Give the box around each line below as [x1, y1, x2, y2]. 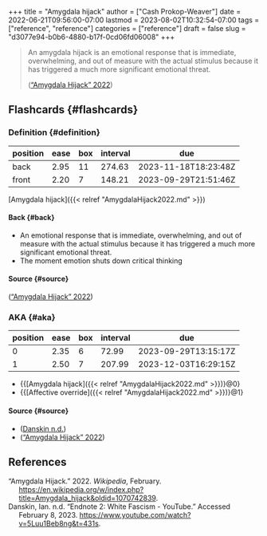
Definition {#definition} [8, 127, 101, 138]
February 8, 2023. [18, 510, 78, 520]
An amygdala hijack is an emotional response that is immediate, [27, 48, 237, 57]
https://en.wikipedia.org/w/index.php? [18, 485, 144, 495]
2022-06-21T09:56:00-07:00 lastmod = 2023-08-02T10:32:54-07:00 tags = [8, 15, 260, 25]
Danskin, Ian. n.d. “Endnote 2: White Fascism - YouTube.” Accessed [8, 502, 231, 511]
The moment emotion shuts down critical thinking [19, 255, 183, 266]
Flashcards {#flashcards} [8, 103, 138, 116]
